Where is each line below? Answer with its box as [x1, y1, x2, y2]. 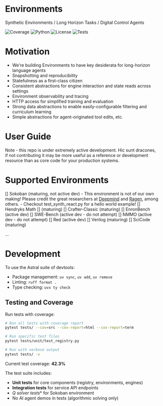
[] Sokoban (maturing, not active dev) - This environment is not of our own [5, 191, 154, 196]
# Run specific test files [5, 334, 60, 339]
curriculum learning [12, 109, 52, 115]
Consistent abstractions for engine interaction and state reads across [12, 83, 151, 89]
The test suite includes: [5, 370, 52, 376]
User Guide [5, 131, 52, 142]
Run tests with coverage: [5, 311, 55, 317]
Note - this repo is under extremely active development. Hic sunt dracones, [5, 147, 156, 153]
